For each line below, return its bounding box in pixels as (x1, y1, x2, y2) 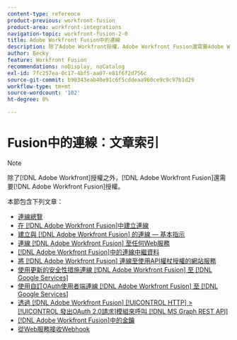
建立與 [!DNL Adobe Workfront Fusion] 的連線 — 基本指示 (17, 229, 185, 238)
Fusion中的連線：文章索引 (7, 135, 159, 151)
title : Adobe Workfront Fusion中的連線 (7, 37, 121, 44)
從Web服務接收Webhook (17, 324, 91, 333)
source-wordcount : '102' (7, 89, 81, 96)
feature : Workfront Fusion (7, 57, 87, 64)
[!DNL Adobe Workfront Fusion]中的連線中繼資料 (17, 247, 160, 256)
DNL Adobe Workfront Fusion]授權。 (17, 182, 125, 191)
